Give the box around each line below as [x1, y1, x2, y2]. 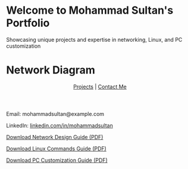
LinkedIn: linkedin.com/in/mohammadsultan [6, 122, 113, 129]
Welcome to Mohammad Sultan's [6, 4, 174, 17]
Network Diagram [6, 63, 95, 77]
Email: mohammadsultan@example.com [6, 110, 105, 117]
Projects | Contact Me [73, 83, 127, 90]
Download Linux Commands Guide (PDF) [6, 145, 107, 152]
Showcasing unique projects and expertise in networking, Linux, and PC [6, 36, 183, 43]
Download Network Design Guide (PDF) [6, 133, 104, 140]
